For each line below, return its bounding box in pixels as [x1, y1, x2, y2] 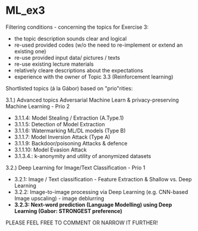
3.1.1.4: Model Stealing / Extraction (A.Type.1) [14, 114, 124, 121]
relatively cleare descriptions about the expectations [14, 66, 144, 74]
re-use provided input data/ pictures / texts [14, 54, 120, 61]
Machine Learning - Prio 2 [5, 102, 70, 110]
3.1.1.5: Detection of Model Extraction [14, 120, 106, 127]
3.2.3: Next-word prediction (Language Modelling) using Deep [14, 201, 172, 208]
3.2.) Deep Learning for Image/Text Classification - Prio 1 [5, 164, 146, 171]
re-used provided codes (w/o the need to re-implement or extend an [14, 41, 183, 48]
